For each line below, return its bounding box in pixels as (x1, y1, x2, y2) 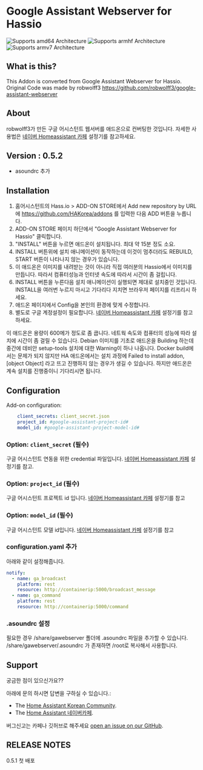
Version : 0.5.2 (6, 150, 64, 161)
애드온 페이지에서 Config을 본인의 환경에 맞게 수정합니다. (15, 301, 150, 308)
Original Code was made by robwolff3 (6, 84, 101, 91)
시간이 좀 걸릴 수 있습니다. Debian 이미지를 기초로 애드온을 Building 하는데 (17, 337, 194, 344)
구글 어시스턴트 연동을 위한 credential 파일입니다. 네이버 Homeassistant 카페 (6, 455, 190, 462)
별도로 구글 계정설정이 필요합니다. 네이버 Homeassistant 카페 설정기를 (15, 309, 182, 316)
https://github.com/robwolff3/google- (102, 84, 196, 91)
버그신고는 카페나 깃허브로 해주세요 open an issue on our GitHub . (6, 722, 164, 729)
